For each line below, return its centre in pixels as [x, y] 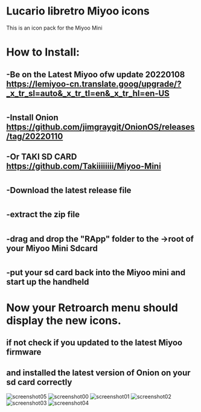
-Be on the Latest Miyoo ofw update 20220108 [96, 74]
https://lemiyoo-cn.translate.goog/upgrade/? [94, 84]
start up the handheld [48, 282]
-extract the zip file [43, 214]
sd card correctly [39, 382]
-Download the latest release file [69, 190]
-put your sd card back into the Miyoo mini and [96, 272]
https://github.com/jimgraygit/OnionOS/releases [101, 127]
